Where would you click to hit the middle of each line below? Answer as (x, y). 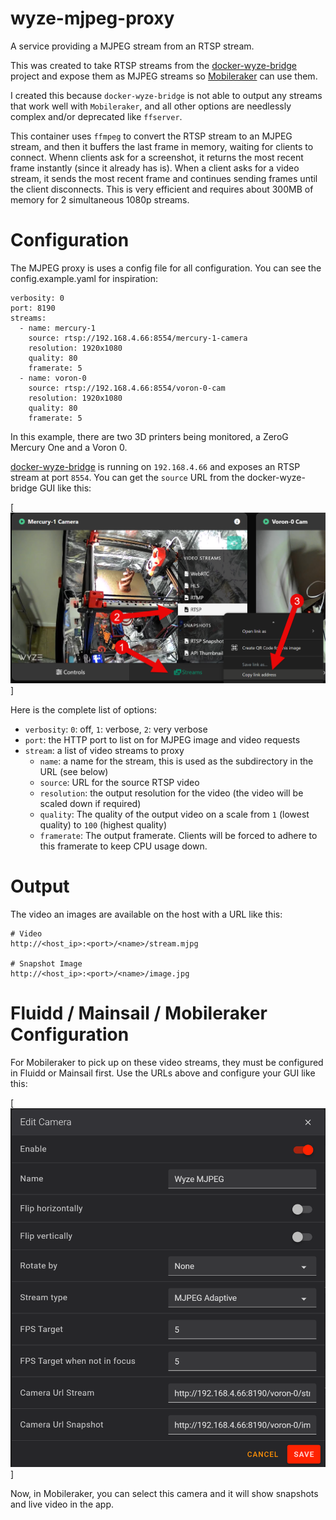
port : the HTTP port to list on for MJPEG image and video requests (162, 739)
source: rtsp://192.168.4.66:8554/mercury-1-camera (138, 338)
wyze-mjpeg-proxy (92, 18)
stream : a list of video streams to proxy (104, 750)
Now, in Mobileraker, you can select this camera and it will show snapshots (164, 1494)
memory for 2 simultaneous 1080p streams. (100, 199)
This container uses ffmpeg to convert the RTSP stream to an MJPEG (151, 136)
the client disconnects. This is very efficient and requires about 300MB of (162, 189)
